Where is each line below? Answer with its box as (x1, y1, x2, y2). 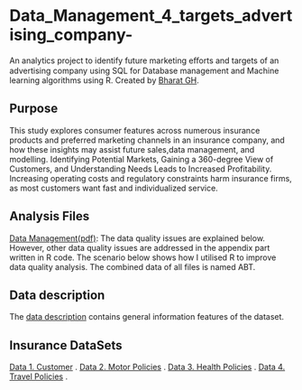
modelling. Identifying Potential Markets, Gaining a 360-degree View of (9, 153, 274, 164)
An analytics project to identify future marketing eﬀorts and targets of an (9, 55, 279, 66)
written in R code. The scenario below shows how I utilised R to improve (9, 252, 277, 263)
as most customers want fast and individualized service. (9, 182, 218, 193)
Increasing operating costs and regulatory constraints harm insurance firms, (9, 172, 293, 183)
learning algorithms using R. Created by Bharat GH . (9, 74, 200, 86)
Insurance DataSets (9, 338, 124, 353)
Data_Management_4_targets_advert (9, 5, 293, 26)
